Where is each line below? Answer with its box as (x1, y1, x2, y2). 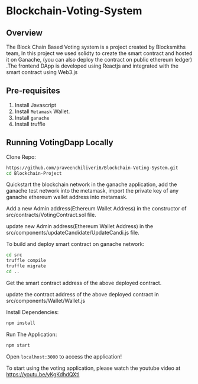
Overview (6, 28, 43, 38)
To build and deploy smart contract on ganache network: (6, 241, 145, 248)
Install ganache (14, 114, 50, 121)
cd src (6, 252, 22, 258)
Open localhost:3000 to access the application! (6, 353, 122, 360)
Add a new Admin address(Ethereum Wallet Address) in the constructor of (6, 205, 187, 212)
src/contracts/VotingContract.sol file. (6, 212, 96, 219)
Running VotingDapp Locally (6, 137, 113, 148)
